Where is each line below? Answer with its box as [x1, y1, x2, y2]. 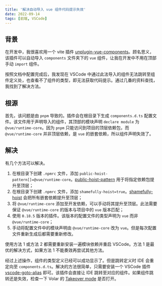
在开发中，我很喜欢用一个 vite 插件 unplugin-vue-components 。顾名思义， [5, 49, 154, 55]
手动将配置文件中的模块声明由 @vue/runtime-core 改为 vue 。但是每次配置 [12, 225, 157, 230]
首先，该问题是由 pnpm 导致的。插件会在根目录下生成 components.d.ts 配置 [5, 113, 153, 119]
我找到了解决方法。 [5, 83, 44, 90]
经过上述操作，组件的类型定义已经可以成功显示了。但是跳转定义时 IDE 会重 [5, 257, 154, 263]
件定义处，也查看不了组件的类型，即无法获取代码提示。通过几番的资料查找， [5, 77, 158, 83]
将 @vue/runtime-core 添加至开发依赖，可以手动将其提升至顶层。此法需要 [12, 200, 158, 206]
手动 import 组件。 [5, 61, 42, 67]
